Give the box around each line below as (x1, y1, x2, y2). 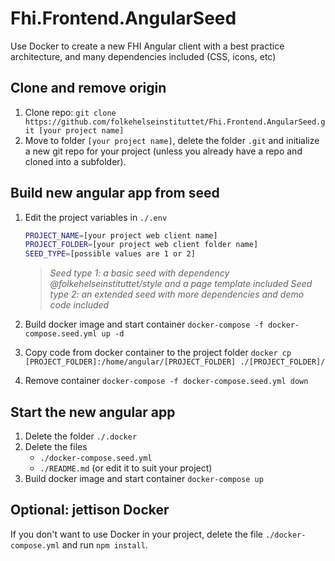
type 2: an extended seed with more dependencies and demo (49, 288, 305, 301)
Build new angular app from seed (10, 185, 220, 202)
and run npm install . (61, 538, 148, 551)
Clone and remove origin (10, 80, 167, 97)
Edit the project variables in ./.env (24, 211, 168, 223)
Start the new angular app (10, 403, 176, 421)
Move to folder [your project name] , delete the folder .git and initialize (24, 134, 320, 146)
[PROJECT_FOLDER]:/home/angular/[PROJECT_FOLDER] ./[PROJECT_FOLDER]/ (24, 357, 326, 367)
